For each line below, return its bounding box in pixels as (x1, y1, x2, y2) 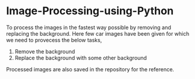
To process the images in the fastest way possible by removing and (6, 24, 171, 31)
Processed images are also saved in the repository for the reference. (6, 65, 174, 72)
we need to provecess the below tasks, (6, 36, 102, 43)
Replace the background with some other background (14, 54, 147, 61)
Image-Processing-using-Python (6, 4, 174, 18)
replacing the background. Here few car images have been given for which (6, 30, 190, 37)
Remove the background (14, 48, 76, 55)
